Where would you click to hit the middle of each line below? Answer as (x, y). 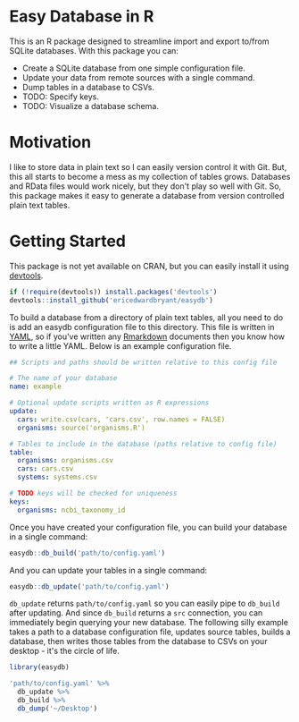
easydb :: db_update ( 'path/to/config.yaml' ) (89, 586)
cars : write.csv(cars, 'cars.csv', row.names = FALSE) (121, 419)
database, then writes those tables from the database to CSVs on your (138, 641)
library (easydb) (39, 667)
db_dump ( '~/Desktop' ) (58, 709)
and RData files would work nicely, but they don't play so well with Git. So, (145, 186)
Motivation (50, 143)
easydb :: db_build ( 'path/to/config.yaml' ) (87, 553)
